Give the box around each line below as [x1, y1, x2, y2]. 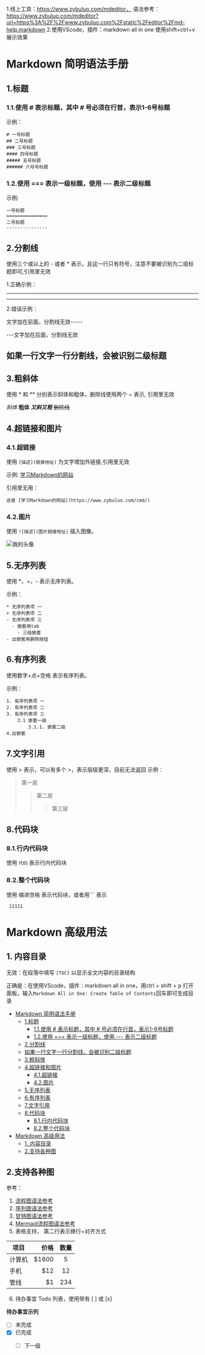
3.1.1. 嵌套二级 [28, 724, 66, 730]
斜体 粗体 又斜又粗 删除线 [6, 403, 70, 411]
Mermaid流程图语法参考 [15, 1220, 76, 1227]
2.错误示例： [6, 305, 38, 313]
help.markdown [6, 26, 46, 33]
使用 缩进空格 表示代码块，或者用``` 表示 [6, 891, 107, 898]
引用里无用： [6, 484, 38, 491]
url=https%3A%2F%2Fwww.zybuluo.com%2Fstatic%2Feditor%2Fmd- [6, 19, 185, 26]
